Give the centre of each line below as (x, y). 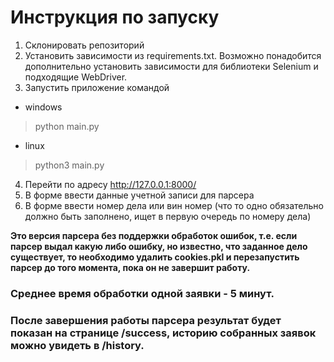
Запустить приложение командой (97, 87)
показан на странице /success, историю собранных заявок (163, 333)
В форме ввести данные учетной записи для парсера (139, 195)
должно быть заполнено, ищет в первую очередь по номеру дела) (168, 216)
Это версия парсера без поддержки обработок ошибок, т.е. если (154, 235)
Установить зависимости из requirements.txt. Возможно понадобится (173, 55)
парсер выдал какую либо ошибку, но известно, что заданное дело (159, 246)
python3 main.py (69, 165)
